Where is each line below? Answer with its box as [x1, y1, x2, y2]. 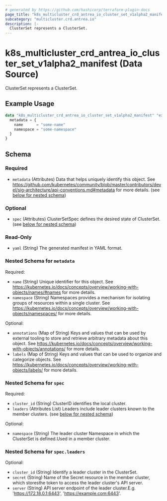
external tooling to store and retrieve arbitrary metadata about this [12, 335, 148, 341]
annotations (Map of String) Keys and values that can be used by [12, 330, 146, 336]
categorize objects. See [12, 356, 61, 362]
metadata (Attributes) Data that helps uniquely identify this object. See [12, 176, 156, 182]
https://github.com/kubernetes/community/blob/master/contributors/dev [12, 181, 162, 187]
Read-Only [5, 234, 32, 241]
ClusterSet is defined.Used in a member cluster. [12, 436, 111, 442]
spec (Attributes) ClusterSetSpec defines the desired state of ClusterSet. [12, 216, 161, 222]
